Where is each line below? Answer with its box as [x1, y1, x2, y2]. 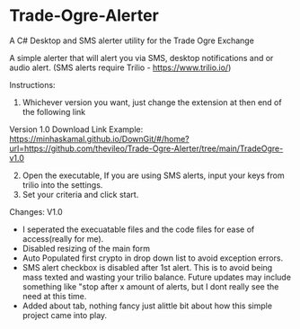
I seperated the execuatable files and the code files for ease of [22, 224, 255, 235]
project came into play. [22, 309, 108, 320]
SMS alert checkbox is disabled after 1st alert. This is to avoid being [22, 262, 273, 272]
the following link [22, 106, 86, 117]
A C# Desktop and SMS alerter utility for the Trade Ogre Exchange [9, 35, 254, 46]
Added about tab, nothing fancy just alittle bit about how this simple [22, 300, 272, 311]
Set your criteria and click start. [22, 189, 139, 200]
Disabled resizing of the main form [22, 243, 151, 253]
